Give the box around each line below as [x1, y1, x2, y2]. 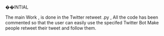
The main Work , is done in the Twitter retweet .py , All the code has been [5, 14, 158, 20]
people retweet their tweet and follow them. [5, 25, 97, 31]
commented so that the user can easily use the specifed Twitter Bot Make [5, 20, 159, 25]
